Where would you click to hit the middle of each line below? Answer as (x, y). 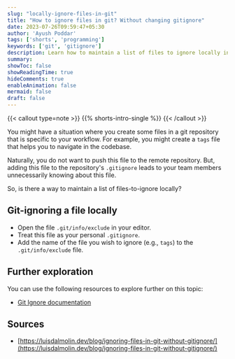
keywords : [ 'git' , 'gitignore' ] (54, 46)
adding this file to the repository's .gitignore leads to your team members (114, 168)
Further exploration (50, 272)
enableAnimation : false (42, 85)
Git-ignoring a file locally (62, 211)
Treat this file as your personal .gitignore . (78, 234)
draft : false (26, 99)
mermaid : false (29, 92)
